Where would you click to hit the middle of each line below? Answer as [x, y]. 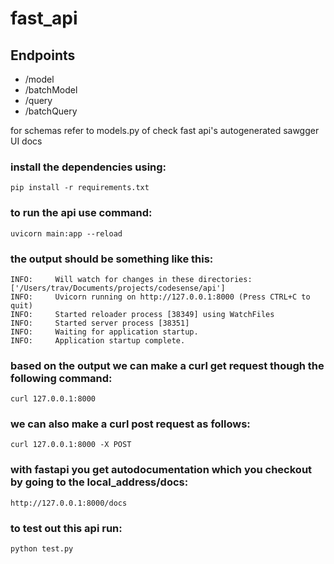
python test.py [42, 549]
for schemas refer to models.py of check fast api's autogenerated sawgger [165, 130]
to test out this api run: [66, 528]
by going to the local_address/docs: [99, 482]
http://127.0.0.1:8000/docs [69, 503]
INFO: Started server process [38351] [100, 323]
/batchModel [51, 90]
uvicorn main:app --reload [66, 233]
